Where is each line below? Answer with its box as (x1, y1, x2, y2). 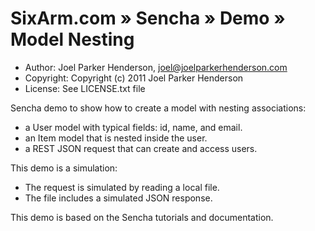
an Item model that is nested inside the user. (24, 132, 208, 144)
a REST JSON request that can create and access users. (24, 142, 258, 154)
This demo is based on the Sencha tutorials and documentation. (10, 211, 274, 223)
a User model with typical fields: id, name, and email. (24, 121, 243, 133)
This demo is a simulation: (10, 162, 118, 174)
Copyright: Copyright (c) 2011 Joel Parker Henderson (24, 72, 244, 84)
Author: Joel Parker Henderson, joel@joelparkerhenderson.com (24, 61, 288, 73)
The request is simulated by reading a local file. (24, 181, 220, 193)
